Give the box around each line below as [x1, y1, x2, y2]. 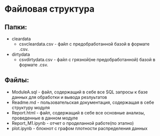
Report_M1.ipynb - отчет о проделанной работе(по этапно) [11, 120, 134, 126]
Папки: [4, 23, 27, 31]
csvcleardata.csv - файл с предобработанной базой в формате [19, 41, 150, 47]
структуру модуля [11, 104, 50, 111]
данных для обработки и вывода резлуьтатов [11, 94, 107, 100]
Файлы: [4, 76, 29, 84]
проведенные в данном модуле [11, 115, 78, 121]
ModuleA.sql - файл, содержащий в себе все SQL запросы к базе [11, 89, 148, 95]
